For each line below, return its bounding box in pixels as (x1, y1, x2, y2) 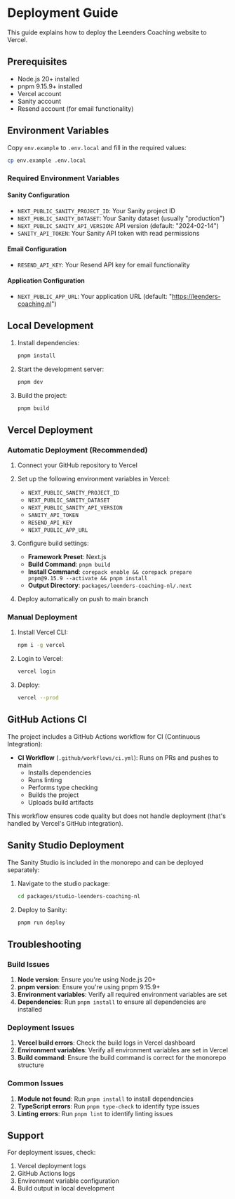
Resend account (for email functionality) (17, 104, 134, 113)
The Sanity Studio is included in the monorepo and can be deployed (7, 858, 203, 866)
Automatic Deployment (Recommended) (7, 445, 148, 455)
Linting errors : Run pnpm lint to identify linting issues (17, 1109, 173, 1118)
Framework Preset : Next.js (27, 553, 107, 561)
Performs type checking (27, 783, 98, 791)
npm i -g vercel (17, 642, 65, 649)
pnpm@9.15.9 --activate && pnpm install (27, 575, 148, 582)
